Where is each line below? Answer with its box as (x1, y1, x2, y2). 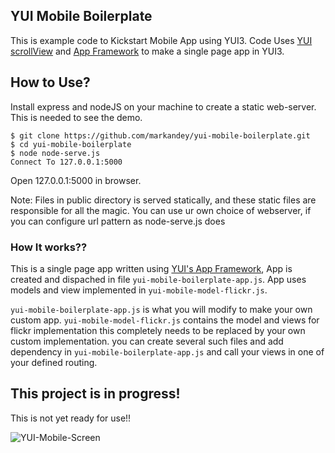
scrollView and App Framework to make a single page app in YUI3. (10, 45, 285, 57)
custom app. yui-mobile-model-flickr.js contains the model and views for (10, 314, 320, 326)
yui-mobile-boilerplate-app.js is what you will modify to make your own (10, 303, 313, 315)
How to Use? (10, 74, 91, 91)
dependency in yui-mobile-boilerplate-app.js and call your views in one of (10, 345, 325, 358)
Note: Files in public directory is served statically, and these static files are (10, 194, 317, 206)
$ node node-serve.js (10, 148, 101, 158)
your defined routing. (10, 356, 98, 368)
